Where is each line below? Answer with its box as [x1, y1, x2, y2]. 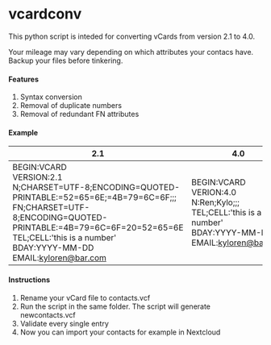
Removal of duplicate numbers [19, 101, 123, 110]
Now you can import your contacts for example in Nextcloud [19, 327, 221, 337]
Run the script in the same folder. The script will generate [19, 301, 211, 311]
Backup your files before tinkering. [8, 56, 123, 65]
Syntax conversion [19, 92, 82, 102]
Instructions [8, 275, 51, 285]
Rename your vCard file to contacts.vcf [19, 293, 151, 302]
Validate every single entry [19, 318, 109, 328]
